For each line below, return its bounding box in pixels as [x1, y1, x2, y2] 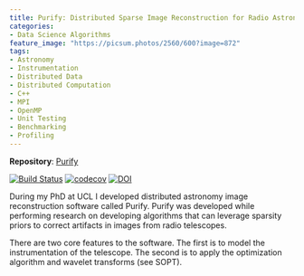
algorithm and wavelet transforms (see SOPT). [9, 256, 183, 267]
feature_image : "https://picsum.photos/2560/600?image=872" [9, 38, 242, 48]
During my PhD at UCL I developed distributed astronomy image [9, 191, 249, 202]
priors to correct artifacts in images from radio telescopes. [9, 219, 228, 231]
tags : [9, 47, 30, 56]
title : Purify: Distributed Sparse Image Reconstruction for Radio [9, 13, 270, 23]
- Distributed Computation [9, 81, 111, 90]
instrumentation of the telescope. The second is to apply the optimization [9, 246, 282, 258]
